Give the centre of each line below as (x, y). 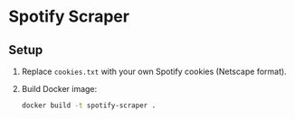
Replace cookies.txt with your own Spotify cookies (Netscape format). (154, 71)
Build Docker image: (59, 89)
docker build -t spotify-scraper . (89, 105)
